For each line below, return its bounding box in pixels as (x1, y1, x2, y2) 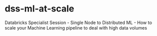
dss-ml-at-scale (5, 3, 74, 14)
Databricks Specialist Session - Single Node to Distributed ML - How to (5, 19, 152, 25)
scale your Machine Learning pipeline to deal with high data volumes (5, 24, 147, 30)
